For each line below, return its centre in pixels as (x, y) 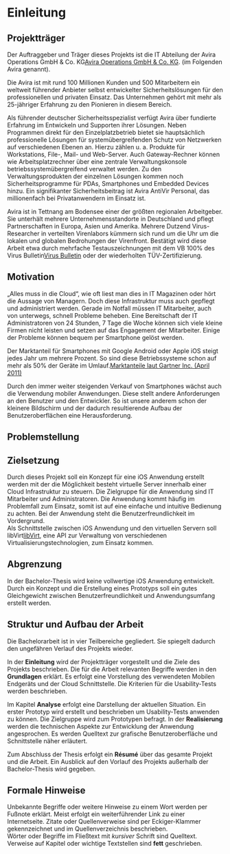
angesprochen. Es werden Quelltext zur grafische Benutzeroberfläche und (112, 734)
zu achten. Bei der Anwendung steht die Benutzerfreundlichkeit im (101, 513)
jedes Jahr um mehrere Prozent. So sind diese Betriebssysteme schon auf (112, 358)
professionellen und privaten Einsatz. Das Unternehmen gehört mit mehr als (114, 97)
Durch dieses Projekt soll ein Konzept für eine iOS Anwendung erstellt (106, 477)
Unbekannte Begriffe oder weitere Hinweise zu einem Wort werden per (107, 807)
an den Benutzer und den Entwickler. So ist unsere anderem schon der (107, 401)
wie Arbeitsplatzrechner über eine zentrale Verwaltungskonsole (97, 162)
